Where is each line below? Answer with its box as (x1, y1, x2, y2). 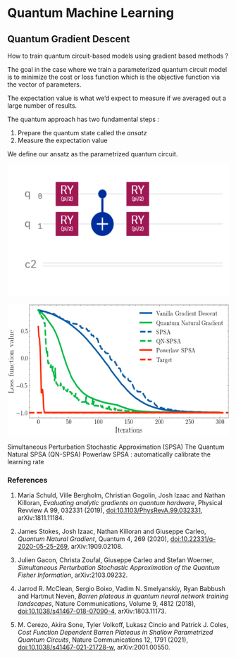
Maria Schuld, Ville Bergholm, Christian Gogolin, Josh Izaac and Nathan (17, 491, 225, 499)
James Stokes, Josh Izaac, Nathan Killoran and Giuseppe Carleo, (17, 527, 206, 536)
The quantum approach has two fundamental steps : (7, 115, 160, 123)
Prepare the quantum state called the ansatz (17, 129, 147, 137)
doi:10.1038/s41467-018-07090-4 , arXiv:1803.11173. (17, 607, 167, 616)
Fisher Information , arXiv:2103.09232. (17, 571, 128, 579)
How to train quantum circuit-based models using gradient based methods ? (7, 51, 229, 60)
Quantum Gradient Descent (7, 33, 130, 45)
